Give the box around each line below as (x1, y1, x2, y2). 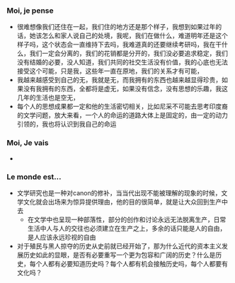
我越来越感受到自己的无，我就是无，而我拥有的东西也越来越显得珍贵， (16, 76, 222, 84)
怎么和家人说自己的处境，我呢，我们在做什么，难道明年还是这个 (41, 31, 228, 40)
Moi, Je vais (6, 138, 49, 148)
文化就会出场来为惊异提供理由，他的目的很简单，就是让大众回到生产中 (23, 197, 228, 206)
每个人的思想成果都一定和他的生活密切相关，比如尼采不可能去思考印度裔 (16, 102, 228, 111)
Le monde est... (6, 172, 62, 182)
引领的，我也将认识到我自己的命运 (16, 120, 117, 129)
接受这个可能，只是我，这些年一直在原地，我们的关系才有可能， (16, 67, 203, 76)
